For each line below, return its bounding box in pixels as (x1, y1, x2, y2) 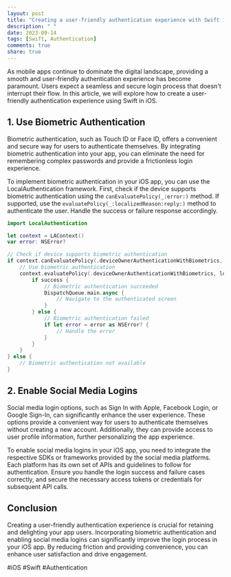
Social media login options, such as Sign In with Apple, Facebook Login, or (7, 403, 219, 411)
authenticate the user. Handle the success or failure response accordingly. (7, 206, 218, 215)
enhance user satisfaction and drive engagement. (7, 549, 148, 558)
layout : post (7, 10, 45, 17)
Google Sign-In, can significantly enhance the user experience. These (7, 411, 206, 419)
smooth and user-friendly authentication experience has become (7, 74, 191, 83)
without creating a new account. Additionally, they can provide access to (7, 425, 213, 433)
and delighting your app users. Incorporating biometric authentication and (7, 527, 217, 536)
